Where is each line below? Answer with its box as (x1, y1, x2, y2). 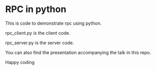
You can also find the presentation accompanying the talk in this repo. (5, 49, 151, 55)
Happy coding (5, 59, 35, 65)
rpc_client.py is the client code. (5, 30, 70, 36)
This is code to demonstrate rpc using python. (5, 20, 102, 26)
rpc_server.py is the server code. (5, 39, 74, 46)
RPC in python (5, 4, 67, 15)
